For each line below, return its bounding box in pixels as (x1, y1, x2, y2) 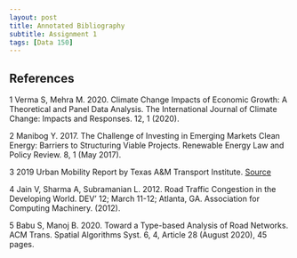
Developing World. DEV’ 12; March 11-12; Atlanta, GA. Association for (9, 193, 261, 205)
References (9, 70, 75, 85)
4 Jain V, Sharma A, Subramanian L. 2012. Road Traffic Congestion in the (9, 184, 277, 195)
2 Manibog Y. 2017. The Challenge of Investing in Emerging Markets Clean (9, 131, 280, 141)
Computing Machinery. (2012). (9, 203, 121, 214)
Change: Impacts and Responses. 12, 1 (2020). (9, 113, 180, 125)
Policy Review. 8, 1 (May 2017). (9, 149, 122, 160)
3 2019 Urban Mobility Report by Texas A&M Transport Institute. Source (9, 166, 272, 178)
